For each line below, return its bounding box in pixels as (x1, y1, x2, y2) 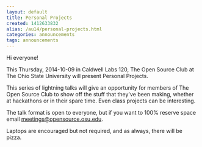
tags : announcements (6, 37, 59, 43)
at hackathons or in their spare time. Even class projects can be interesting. (6, 97, 196, 104)
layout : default (6, 9, 48, 15)
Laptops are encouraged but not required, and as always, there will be (6, 127, 183, 134)
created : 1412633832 (6, 20, 59, 26)
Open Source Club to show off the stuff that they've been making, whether (6, 91, 194, 98)
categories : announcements (6, 32, 75, 38)
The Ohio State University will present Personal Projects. (6, 73, 148, 79)
